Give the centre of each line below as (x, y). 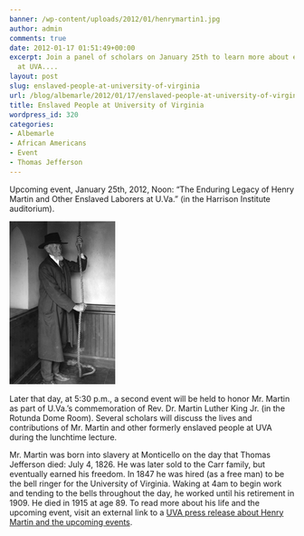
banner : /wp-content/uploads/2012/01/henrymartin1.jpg (115, 19)
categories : (32, 124)
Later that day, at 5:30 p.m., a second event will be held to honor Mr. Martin (150, 398)
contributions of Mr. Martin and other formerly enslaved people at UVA (141, 427)
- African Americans (48, 144)
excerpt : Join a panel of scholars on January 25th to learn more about (149, 57)
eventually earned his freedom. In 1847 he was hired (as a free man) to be (147, 474)
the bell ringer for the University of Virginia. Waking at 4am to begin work (146, 483)
